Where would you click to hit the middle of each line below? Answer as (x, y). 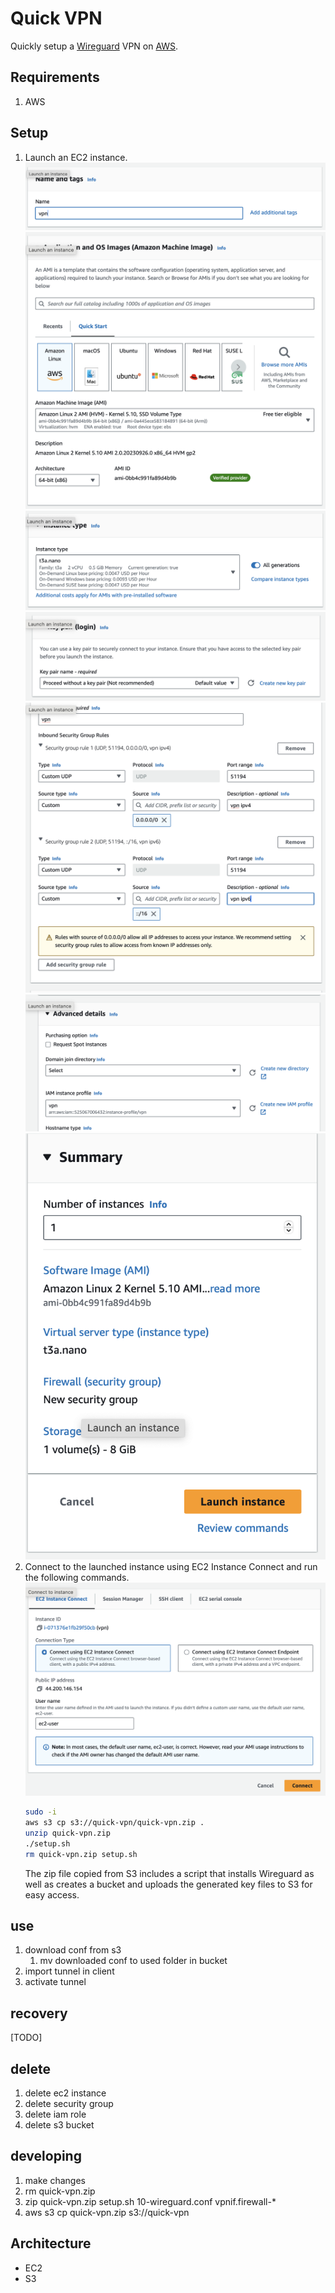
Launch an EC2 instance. (76, 157)
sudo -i (40, 1812)
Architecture (51, 2243)
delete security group (69, 2104)
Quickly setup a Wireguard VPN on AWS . (94, 46)
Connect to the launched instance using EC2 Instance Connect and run (171, 1567)
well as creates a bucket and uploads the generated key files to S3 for (168, 1884)
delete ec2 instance (65, 2093)
